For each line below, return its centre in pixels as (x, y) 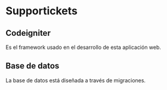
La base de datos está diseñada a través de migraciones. (76, 80)
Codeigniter (28, 33)
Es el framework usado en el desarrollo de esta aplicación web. (83, 47)
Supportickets (42, 11)
